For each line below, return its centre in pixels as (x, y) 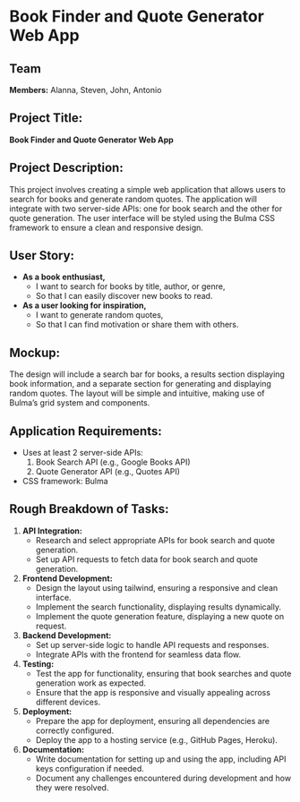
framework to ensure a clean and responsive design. (107, 227)
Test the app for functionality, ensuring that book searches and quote (163, 673)
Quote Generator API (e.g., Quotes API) (108, 472)
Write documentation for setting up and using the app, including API (161, 759)
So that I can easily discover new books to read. (124, 296)
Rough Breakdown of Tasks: (89, 509)
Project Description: (66, 168)
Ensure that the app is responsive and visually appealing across (153, 692)
